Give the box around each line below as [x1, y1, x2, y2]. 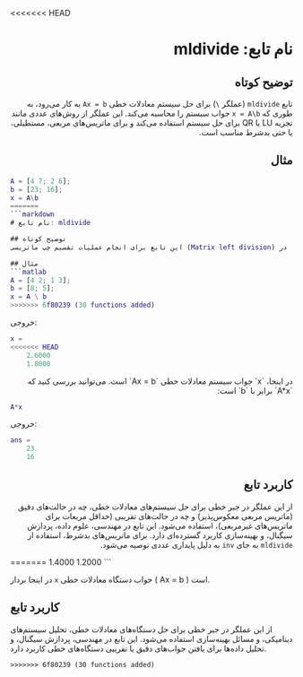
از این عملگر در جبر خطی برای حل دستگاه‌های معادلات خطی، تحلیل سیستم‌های [10, 623, 273, 635]
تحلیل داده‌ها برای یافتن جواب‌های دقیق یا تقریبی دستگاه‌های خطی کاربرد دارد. [10, 643, 267, 654]
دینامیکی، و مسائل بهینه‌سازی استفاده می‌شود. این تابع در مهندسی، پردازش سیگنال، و [10, 633, 293, 644]
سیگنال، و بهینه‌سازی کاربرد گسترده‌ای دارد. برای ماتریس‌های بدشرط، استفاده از [27, 529, 293, 541]
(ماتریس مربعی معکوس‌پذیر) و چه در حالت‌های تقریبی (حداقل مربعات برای [45, 510, 293, 521]
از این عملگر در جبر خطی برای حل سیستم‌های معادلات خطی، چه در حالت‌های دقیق [17, 501, 293, 512]
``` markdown [10, 210, 55, 219]
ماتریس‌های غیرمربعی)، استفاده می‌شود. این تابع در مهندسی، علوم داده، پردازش [27, 520, 293, 531]
